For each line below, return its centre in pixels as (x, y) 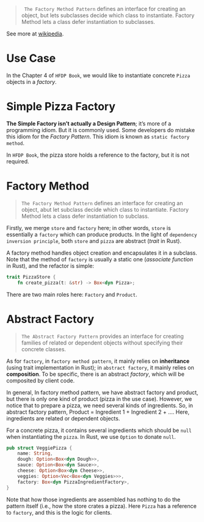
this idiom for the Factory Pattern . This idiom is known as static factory (98, 136)
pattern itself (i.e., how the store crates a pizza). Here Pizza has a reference (101, 506)
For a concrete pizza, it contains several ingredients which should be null (99, 430)
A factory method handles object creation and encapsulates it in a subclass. (102, 253)
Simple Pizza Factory (61, 107)
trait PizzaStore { (31, 277)
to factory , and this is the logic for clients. (59, 512)
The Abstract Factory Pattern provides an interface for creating (103, 336)
